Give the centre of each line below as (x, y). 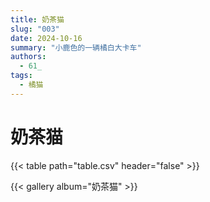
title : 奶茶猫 (37, 19)
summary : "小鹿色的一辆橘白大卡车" (76, 47)
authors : (28, 57)
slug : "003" (35, 29)
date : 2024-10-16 (46, 38)
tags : (21, 76)
